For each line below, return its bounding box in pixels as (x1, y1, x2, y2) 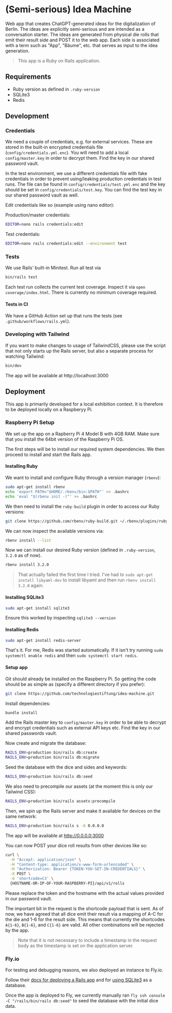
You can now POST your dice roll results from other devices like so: (5, 842, 147, 848)
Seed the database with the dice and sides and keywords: (5, 764, 127, 770)
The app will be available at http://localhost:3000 (5, 372, 109, 378)
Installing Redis (5, 626, 39, 633)
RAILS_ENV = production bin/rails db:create (5, 750, 97, 756)
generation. (5, 48, 30, 54)
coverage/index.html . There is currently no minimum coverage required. (5, 289, 158, 295)
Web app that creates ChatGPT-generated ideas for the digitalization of (5, 20, 156, 27)
